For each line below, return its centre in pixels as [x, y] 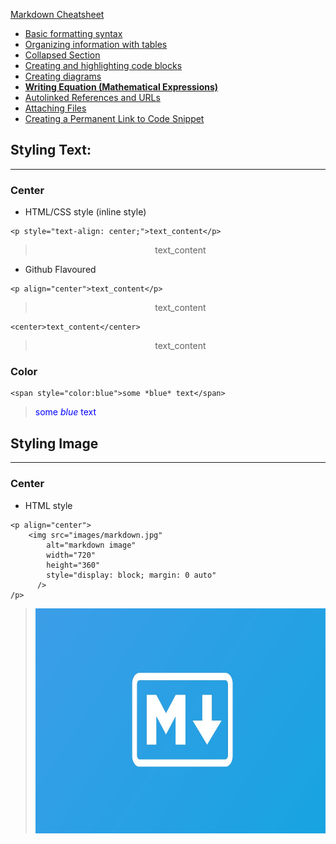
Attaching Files [55, 108]
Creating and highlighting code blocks [103, 65]
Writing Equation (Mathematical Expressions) [121, 87]
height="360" [73, 565]
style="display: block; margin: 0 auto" [131, 575]
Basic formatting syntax [73, 33]
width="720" [71, 555]
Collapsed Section [62, 55]
